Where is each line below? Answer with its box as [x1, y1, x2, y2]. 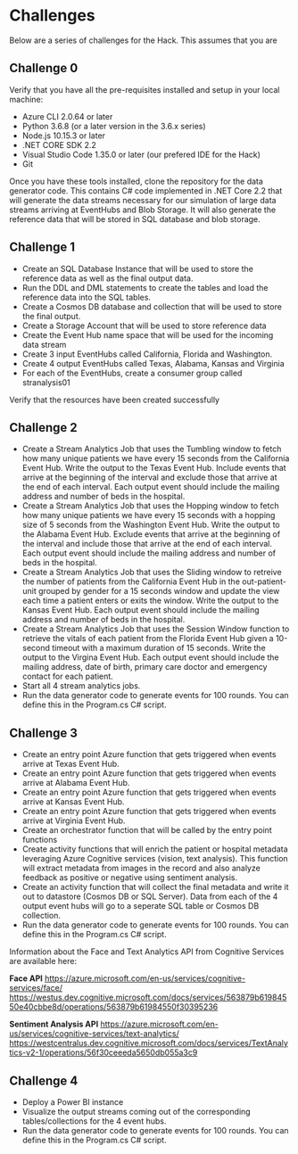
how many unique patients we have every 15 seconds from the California [21, 453, 290, 464]
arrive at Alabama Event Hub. [21, 778, 130, 788]
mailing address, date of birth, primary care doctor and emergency [21, 662, 268, 672]
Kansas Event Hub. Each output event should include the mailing [21, 605, 261, 615]
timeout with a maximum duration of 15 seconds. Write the [52, 643, 266, 654]
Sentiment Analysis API [9, 1018, 99, 1030]
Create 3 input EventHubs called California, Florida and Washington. [21, 349, 273, 359]
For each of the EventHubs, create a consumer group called [21, 367, 243, 378]
